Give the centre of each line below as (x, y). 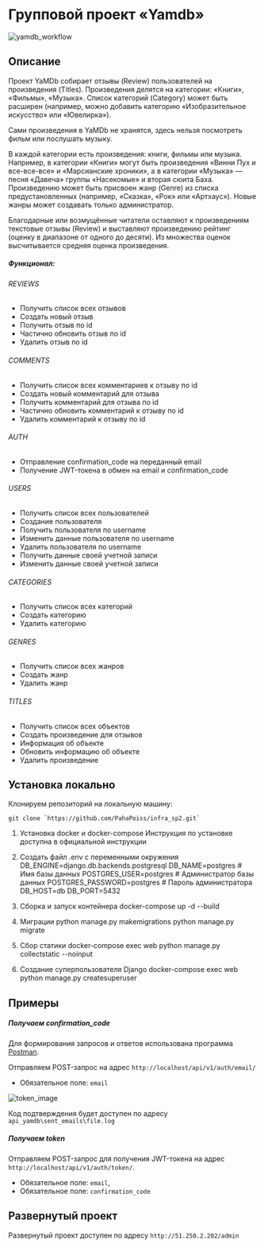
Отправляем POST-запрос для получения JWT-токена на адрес (117, 1158)
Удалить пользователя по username (80, 546)
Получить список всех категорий (76, 607)
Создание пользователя (61, 521)
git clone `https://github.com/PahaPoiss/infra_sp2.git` (104, 818)
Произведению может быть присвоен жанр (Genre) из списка (114, 188)
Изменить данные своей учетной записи (89, 563)
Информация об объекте (62, 743)
